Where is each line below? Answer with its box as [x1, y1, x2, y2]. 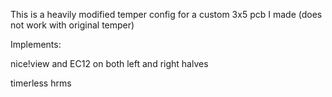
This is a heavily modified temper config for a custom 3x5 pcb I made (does [10, 9, 323, 20]
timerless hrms [10, 77, 72, 89]
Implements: [10, 39, 62, 50]
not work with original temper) [10, 19, 135, 31]
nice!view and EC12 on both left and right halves [10, 58, 209, 69]
